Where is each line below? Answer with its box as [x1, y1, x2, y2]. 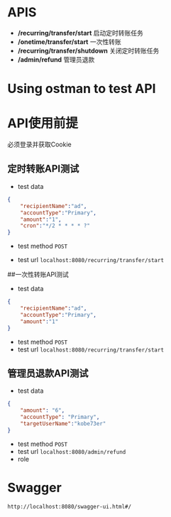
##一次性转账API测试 [7, 271, 70, 279]
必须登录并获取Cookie [7, 140, 72, 149]
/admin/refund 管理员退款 [17, 55, 95, 64]
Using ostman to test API [7, 81, 156, 97]
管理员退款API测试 [7, 367, 89, 379]
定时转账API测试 [7, 163, 79, 175]
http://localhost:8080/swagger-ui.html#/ [7, 503, 132, 510]
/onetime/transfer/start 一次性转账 [17, 37, 122, 46]
